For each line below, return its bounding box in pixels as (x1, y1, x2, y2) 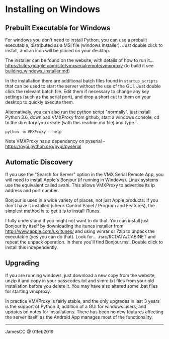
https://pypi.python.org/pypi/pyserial (5, 143, 81, 149)
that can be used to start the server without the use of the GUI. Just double (5, 83, 161, 89)
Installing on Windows (5, 4, 101, 15)
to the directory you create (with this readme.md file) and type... (5, 120, 138, 125)
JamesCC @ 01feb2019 (5, 328, 54, 334)
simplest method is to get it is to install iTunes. (5, 208, 101, 214)
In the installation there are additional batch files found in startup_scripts (5, 78, 158, 83)
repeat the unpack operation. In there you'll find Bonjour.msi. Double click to (5, 239, 163, 245)
